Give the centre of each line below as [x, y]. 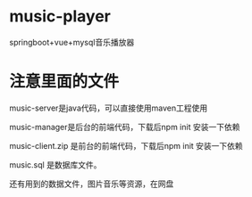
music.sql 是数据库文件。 [55, 164]
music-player [60, 16]
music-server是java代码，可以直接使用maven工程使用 [109, 108]
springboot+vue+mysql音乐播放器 [72, 42]
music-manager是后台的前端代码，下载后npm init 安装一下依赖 [125, 127]
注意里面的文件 [64, 82]
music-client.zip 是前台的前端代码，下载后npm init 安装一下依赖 [126, 145]
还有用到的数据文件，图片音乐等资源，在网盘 [92, 184]
